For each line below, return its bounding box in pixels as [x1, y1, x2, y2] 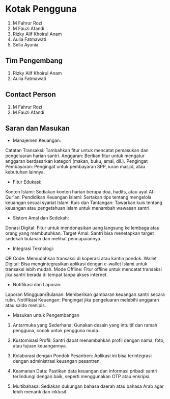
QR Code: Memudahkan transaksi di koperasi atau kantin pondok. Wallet [5, 256, 157, 262]
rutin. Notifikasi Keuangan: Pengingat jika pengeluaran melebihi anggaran [5, 297, 159, 303]
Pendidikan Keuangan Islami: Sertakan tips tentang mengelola [22, 194, 152, 201]
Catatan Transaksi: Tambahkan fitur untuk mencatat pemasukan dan [5, 147, 149, 154]
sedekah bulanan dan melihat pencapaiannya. [5, 236, 102, 242]
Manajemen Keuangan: [12, 137, 61, 143]
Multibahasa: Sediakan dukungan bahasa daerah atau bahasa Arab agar [12, 383, 164, 389]
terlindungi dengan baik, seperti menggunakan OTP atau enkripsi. [12, 373, 151, 380]
